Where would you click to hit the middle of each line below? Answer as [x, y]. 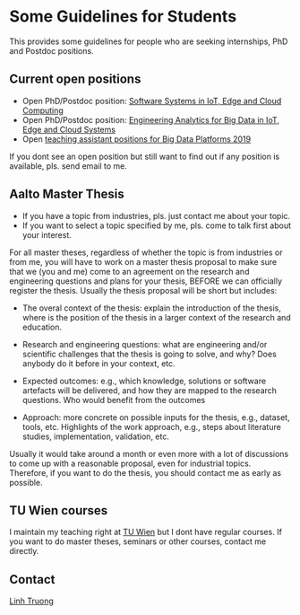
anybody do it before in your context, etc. [99, 363]
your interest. [47, 234]
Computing [43, 110]
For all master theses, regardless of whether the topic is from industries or [146, 252]
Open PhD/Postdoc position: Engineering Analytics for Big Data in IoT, [151, 119]
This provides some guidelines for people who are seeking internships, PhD [149, 41]
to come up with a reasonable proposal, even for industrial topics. [130, 463]
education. [42, 327]
